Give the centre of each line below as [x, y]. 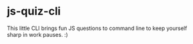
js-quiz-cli [34, 11]
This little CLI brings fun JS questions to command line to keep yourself [97, 28]
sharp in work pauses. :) [37, 34]
